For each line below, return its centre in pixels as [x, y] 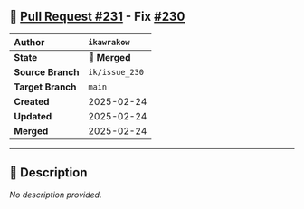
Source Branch [47, 71]
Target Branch [45, 87]
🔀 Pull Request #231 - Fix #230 [97, 17]
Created [32, 101]
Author [29, 42]
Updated [33, 116]
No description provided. [56, 195]
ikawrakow [109, 42]
